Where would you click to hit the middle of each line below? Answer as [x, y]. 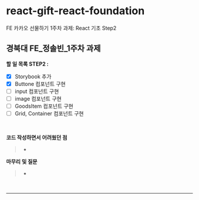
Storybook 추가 [33, 76]
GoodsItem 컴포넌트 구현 [44, 106]
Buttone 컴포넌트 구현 [40, 83]
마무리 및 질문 [22, 162]
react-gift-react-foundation [76, 11]
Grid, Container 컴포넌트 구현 [49, 114]
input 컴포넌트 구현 [37, 91]
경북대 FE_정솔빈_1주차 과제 [54, 49]
